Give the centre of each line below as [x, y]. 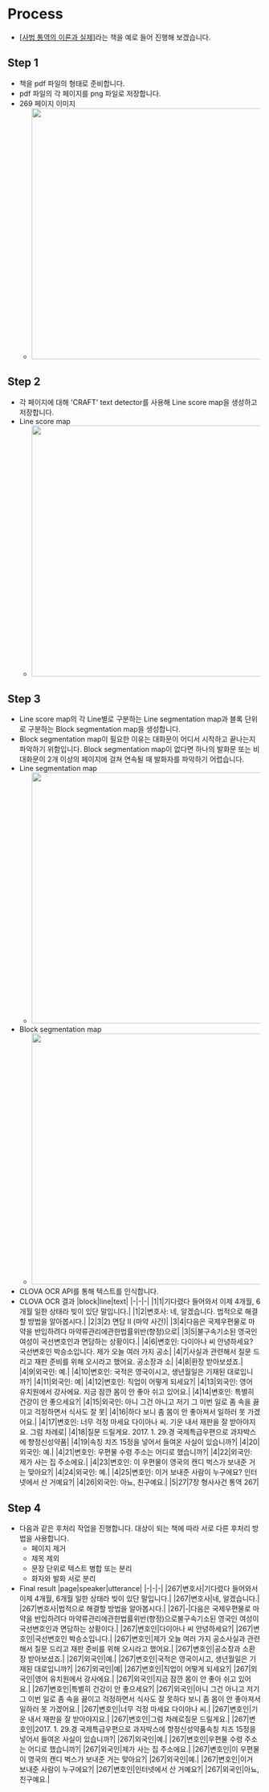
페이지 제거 [48, 1549]
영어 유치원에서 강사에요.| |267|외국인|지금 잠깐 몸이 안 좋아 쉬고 [136, 1679]
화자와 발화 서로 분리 [63, 1578]
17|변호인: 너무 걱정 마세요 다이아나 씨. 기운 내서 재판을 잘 [138, 1422]
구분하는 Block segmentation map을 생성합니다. [104, 729]
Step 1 [23, 63]
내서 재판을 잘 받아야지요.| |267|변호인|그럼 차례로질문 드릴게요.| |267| [139, 1719]
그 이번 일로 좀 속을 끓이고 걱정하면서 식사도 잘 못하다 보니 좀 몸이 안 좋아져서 [140, 1699]
